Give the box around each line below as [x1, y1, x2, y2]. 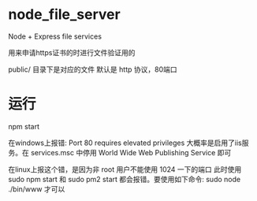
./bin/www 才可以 [8, 184, 65, 194]
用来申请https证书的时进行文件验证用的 [8, 47, 136, 57]
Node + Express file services [8, 32, 102, 41]
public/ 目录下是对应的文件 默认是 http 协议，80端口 [8, 65, 177, 74]
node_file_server [8, 6, 121, 24]
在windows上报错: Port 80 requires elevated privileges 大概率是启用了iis [8, 138, 242, 147]
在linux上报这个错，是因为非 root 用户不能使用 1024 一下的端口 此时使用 [8, 164, 242, 174]
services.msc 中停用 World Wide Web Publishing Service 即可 [30, 147, 232, 157]
